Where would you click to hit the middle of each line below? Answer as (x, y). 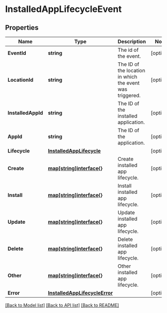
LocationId (21, 80)
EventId (17, 53)
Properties (22, 28)
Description (132, 42)
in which (127, 77)
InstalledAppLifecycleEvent (63, 9)
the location (131, 71)
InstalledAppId (25, 113)
